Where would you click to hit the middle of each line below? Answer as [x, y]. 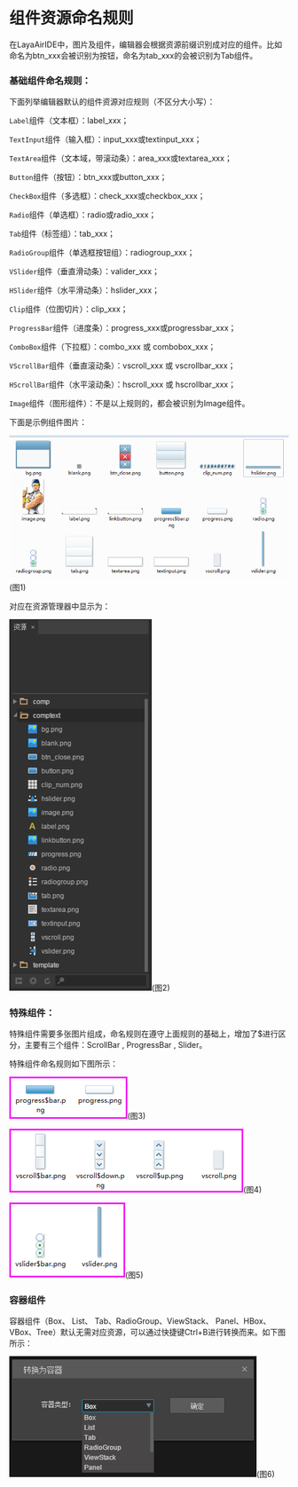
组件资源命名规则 [72, 18]
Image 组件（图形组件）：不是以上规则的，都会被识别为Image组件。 [129, 404]
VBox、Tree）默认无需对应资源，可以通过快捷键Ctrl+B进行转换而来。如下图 [148, 1333]
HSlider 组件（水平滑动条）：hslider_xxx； [84, 290]
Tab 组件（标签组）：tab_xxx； [62, 234]
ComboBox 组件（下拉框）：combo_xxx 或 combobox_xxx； [113, 347]
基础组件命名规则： [50, 81]
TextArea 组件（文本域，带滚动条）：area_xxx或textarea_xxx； [121, 158]
